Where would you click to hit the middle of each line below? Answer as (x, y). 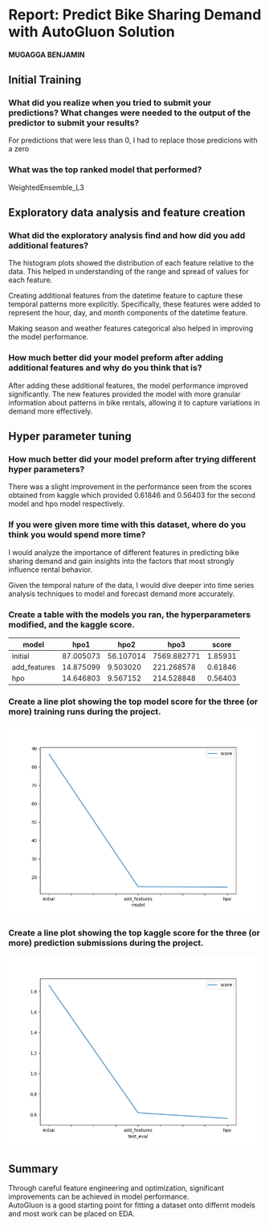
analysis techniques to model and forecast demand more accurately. (122, 594)
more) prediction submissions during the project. (106, 943)
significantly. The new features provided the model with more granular (124, 394)
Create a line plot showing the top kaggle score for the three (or (134, 933)
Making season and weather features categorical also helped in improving (131, 328)
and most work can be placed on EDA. (71, 1214)
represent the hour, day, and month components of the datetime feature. (128, 313)
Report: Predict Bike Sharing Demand (135, 15)
